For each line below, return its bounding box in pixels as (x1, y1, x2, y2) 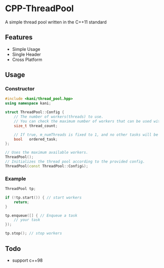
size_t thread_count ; (14, 123, 58, 128)
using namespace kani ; (5, 101, 51, 106)
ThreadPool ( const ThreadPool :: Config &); (5, 164, 89, 168)
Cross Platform (12, 57, 42, 62)
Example (5, 175, 26, 182)
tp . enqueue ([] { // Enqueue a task (5, 213, 78, 218)
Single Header (12, 51, 41, 57)
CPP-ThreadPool (5, 3, 74, 14)
